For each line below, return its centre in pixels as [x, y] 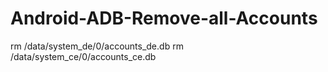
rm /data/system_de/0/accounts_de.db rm [97, 46]
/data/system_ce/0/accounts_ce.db [83, 56]
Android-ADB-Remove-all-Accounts [164, 18]
